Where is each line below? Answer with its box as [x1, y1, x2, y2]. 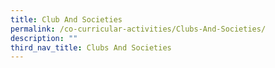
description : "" [10, 33, 78, 43]
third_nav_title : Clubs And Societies [10, 42, 172, 53]
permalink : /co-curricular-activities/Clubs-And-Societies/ [10, 24, 267, 34]
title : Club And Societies [10, 14, 123, 25]
